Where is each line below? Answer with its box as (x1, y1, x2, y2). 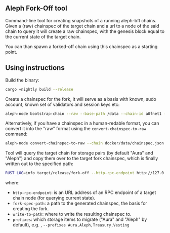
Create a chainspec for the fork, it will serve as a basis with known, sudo (5, 96, 157, 102)
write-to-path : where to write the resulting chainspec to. (12, 211, 132, 217)
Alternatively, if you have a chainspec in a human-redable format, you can (5, 120, 159, 126)
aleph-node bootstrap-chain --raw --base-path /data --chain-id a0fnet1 (5, 111, 162, 116)
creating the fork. (12, 206, 49, 212)
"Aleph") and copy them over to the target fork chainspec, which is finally (5, 156, 158, 162)
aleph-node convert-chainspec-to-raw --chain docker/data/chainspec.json (5, 141, 164, 146)
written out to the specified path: (5, 161, 73, 167)
